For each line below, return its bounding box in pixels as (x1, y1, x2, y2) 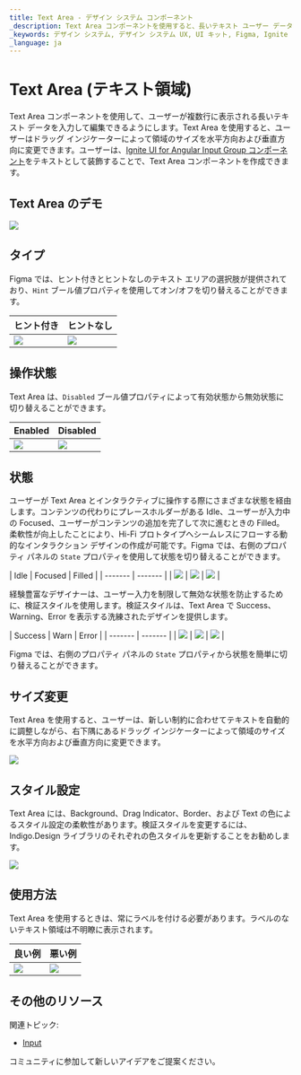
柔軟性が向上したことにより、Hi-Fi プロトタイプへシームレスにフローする (9, 529, 280, 539)
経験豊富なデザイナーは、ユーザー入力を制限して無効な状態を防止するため (9, 589, 284, 599)
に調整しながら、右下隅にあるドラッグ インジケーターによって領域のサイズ (9, 726, 286, 737)
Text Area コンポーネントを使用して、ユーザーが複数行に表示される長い (9, 111, 274, 122)
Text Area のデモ (9, 196, 103, 211)
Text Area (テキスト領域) (9, 80, 193, 100)
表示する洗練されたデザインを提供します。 (75, 611, 233, 622)
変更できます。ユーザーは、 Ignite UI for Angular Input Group (24, 144, 246, 155)
